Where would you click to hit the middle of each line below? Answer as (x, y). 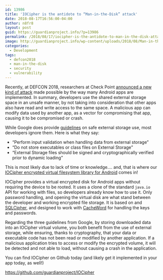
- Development (24, 50)
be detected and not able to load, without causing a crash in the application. (81, 248)
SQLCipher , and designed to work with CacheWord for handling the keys (77, 207)
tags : (10, 55)
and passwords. (21, 213)
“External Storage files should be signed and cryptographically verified (83, 152)
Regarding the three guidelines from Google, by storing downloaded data (78, 222)
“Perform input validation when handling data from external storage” (80, 142)
